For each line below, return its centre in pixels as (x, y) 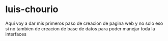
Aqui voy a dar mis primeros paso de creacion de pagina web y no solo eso (84, 23)
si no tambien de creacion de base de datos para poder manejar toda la (80, 28)
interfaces (16, 34)
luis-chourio (32, 9)
